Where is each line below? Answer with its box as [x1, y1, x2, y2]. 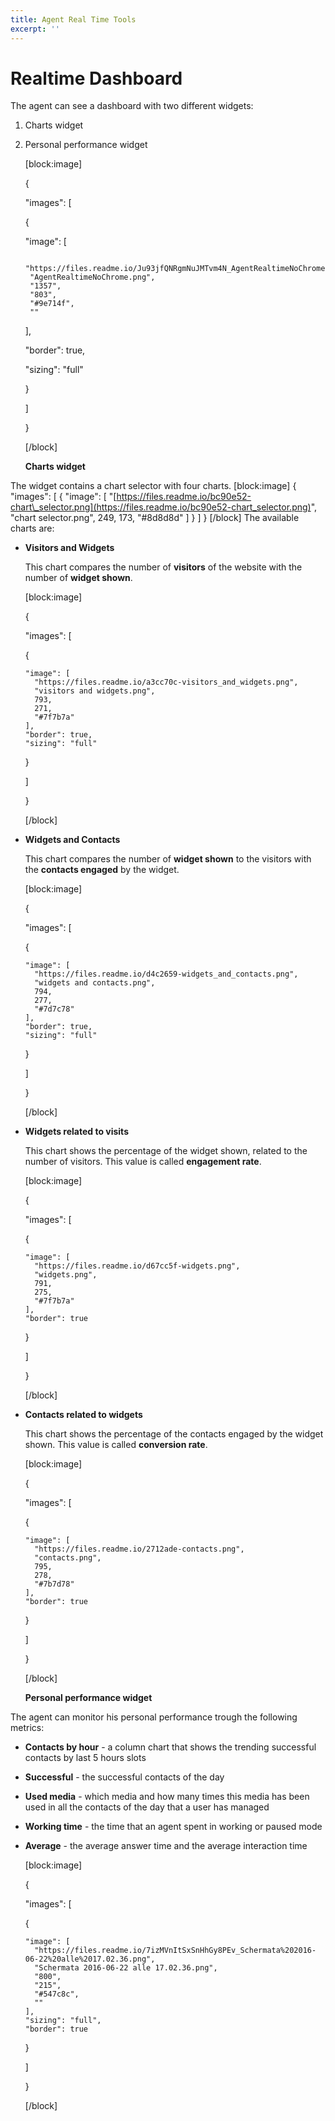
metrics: [10, 1722, 45, 1734]
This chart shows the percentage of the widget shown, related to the [24, 1145, 308, 1157]
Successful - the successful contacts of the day [24, 1771, 225, 1783]
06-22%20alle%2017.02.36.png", [24, 1954, 156, 1965]
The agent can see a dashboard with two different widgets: [10, 100, 254, 112]
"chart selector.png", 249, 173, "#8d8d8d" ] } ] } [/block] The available [10, 512, 300, 524]
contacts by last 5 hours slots [24, 1752, 147, 1764]
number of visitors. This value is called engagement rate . [24, 1156, 262, 1168]
